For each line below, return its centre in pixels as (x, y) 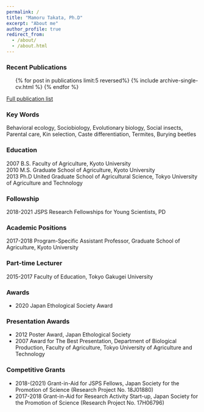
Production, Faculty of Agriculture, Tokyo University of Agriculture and (104, 347)
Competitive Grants (36, 370)
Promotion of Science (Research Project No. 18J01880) (84, 389)
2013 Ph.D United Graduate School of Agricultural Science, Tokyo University (102, 176)
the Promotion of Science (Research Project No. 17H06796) (90, 402)
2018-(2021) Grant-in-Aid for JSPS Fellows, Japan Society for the (97, 383)
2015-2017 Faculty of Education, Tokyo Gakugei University (80, 276)
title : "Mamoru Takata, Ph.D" (45, 18)
